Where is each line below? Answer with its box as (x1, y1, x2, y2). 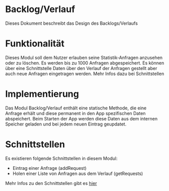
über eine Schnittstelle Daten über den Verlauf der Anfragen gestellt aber (5, 65, 157, 71)
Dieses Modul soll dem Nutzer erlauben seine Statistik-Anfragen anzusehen (5, 54, 163, 60)
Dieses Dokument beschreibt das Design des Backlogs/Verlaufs (5, 20, 138, 26)
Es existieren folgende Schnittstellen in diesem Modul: (5, 155, 118, 161)
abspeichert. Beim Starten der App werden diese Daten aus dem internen (5, 115, 158, 121)
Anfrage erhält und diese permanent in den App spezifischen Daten (5, 110, 146, 116)
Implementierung (5, 88, 79, 100)
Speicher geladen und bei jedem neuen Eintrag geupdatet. (5, 121, 127, 127)
